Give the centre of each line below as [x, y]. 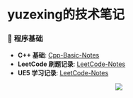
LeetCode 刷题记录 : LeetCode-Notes [71, 64]
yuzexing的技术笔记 [66, 15]
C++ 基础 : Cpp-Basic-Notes [58, 55]
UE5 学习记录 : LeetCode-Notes [63, 73]
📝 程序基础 [25, 38]
